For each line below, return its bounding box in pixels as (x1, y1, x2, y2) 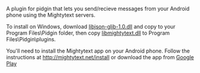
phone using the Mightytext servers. (6, 11, 96, 19)
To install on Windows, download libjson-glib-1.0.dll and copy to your (6, 23, 176, 30)
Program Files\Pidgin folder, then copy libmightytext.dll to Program (6, 29, 170, 36)
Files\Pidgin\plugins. (6, 36, 56, 42)
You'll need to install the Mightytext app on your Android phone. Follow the (6, 47, 190, 54)
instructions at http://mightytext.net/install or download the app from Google (6, 54, 194, 60)
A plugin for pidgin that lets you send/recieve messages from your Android (6, 5, 190, 12)
